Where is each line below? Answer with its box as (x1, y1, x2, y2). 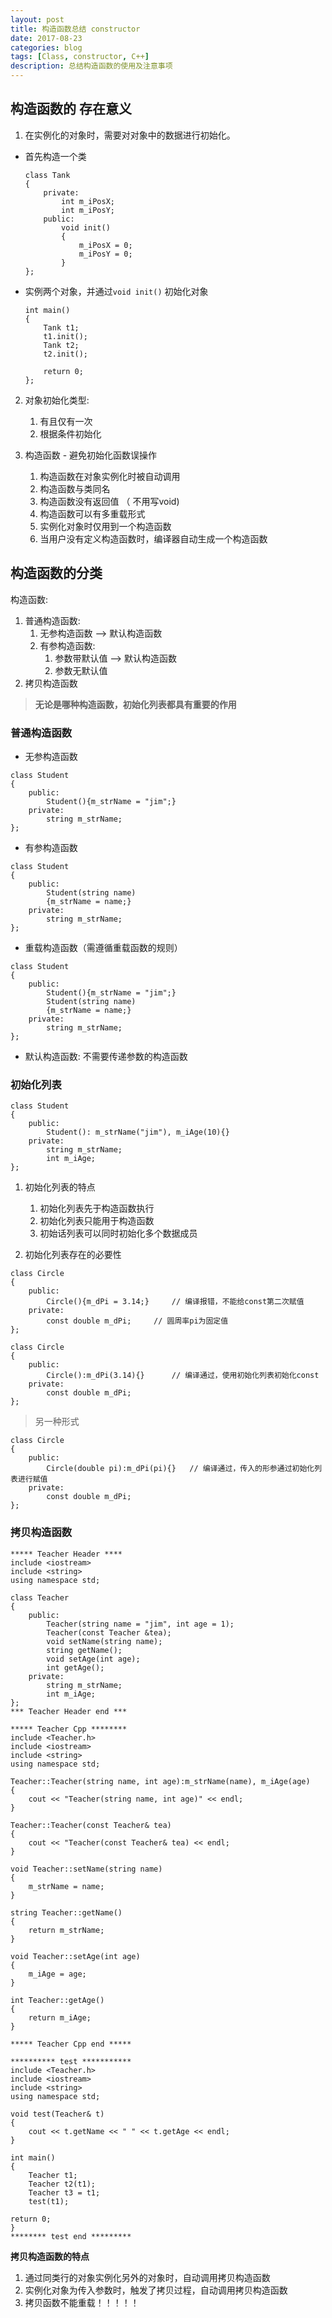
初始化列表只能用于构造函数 (39, 1215, 155, 1227)
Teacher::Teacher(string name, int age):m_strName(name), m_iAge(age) (10, 1776, 311, 1786)
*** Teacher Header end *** (10, 1706, 128, 1716)
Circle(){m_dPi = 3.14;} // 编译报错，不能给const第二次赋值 (46, 1297, 305, 1307)
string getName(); (46, 1645, 123, 1655)
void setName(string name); (46, 1636, 163, 1646)
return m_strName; (28, 1925, 105, 1935)
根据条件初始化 (39, 427, 102, 440)
